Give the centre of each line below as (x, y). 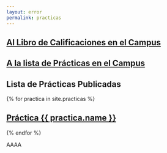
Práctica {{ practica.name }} (61, 118)
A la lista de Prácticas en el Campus (76, 63)
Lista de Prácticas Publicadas (64, 84)
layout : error (24, 12)
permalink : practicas (34, 18)
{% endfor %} (24, 133)
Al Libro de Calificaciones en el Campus (83, 43)
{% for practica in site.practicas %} (51, 99)
